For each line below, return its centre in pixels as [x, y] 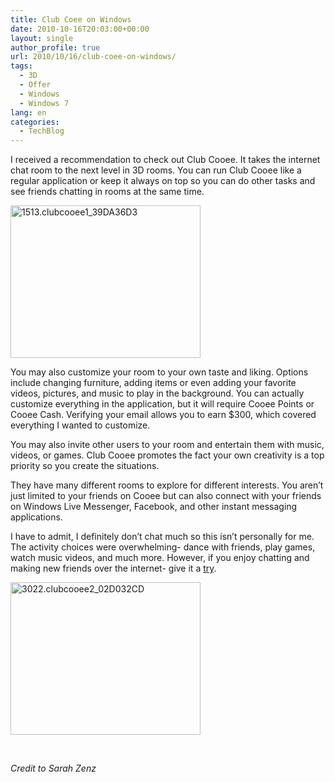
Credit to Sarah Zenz [53, 768]
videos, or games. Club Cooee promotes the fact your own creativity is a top [167, 455]
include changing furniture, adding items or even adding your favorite [153, 383]
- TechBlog [42, 131]
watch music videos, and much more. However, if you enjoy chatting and [160, 558]
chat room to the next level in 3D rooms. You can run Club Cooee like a [156, 170]
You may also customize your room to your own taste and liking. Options [159, 372]
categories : [35, 122]
